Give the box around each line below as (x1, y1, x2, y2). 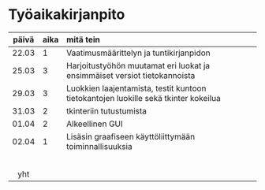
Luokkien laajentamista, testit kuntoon (66, 83, 207, 94)
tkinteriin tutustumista (66, 105, 147, 116)
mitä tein (66, 34, 100, 45)
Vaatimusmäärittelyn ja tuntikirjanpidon (66, 47, 211, 58)
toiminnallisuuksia (66, 140, 132, 151)
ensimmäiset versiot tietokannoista (66, 69, 196, 80)
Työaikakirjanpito (8, 6, 125, 24)
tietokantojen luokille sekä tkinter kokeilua (66, 92, 221, 103)
